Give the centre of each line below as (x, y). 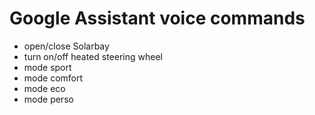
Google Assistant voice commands (157, 18)
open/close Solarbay (66, 46)
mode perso (48, 99)
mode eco (44, 88)
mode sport (47, 67)
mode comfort (53, 78)
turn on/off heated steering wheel (93, 56)
